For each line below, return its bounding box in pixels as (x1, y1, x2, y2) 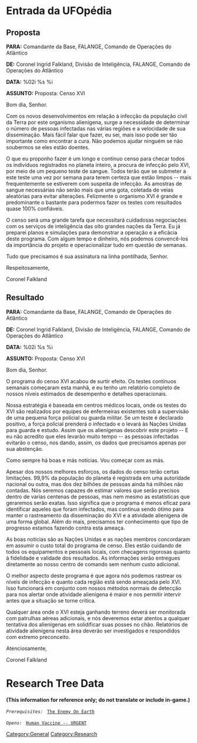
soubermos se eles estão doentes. (6, 144, 90, 150)
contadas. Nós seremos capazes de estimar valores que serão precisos (6, 487, 180, 494)
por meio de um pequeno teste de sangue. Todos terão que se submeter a (6, 168, 186, 175)
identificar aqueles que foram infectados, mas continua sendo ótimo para (6, 506, 184, 513)
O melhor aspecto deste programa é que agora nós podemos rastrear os (6, 572, 182, 579)
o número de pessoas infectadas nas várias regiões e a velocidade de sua (6, 125, 186, 132)
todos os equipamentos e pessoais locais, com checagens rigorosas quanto (6, 548, 191, 555)
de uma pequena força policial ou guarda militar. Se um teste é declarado (6, 414, 183, 421)
